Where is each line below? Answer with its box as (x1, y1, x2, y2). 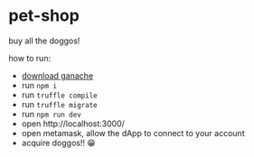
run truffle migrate (21, 98, 98, 109)
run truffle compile (21, 89, 98, 100)
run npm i (21, 79, 58, 90)
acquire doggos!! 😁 (21, 137, 96, 148)
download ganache (21, 69, 94, 81)
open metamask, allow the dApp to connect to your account (21, 127, 245, 138)
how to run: (8, 52, 52, 63)
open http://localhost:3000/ (21, 118, 126, 129)
